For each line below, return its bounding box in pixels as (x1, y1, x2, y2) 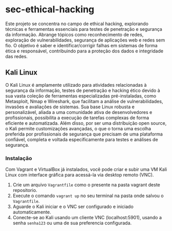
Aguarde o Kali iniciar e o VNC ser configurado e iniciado (12, 204, 133, 210)
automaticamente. (12, 209, 51, 215)
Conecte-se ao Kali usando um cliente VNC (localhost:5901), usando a (12, 215, 162, 221)
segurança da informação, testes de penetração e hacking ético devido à (5, 87, 160, 93)
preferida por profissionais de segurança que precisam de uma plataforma (5, 131, 163, 137)
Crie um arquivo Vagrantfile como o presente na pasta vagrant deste (12, 182, 160, 188)
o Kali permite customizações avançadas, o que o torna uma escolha (5, 125, 151, 131)
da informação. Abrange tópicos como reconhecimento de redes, (5, 31, 144, 37)
